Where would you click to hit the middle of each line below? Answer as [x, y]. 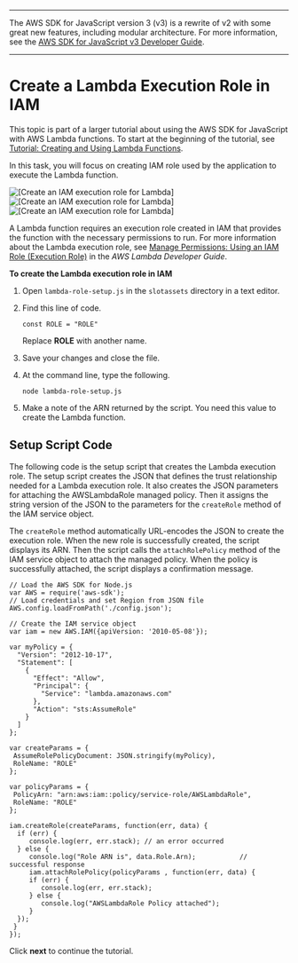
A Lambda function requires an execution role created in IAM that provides [145, 228]
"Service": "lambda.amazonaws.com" [107, 693]
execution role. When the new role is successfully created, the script [134, 540]
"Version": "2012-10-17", [65, 655]
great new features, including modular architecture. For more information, [143, 32]
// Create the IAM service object [73, 624]
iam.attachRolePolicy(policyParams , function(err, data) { [142, 872]
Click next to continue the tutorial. [71, 951]
